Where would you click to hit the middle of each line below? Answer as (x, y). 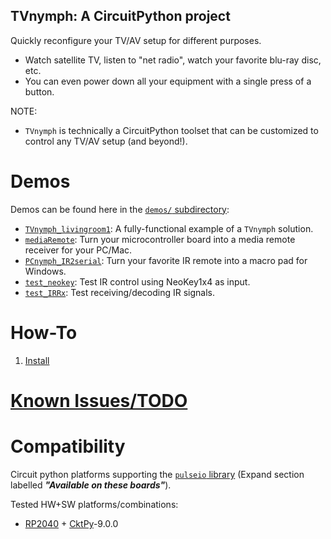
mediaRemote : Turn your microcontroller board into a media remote (160, 239)
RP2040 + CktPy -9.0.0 (71, 523)
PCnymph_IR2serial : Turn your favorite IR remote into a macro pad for (166, 260)
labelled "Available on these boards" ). (91, 485)
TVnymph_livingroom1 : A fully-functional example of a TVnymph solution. (169, 228)
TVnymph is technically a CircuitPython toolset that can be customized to (171, 130)
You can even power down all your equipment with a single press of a (168, 81)
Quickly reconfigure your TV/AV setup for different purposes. (136, 40)
